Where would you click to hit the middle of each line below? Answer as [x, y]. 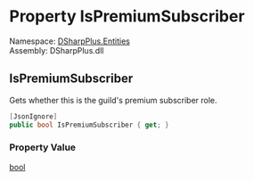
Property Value [43, 147]
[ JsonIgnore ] [33, 116]
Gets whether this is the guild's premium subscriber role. [113, 100]
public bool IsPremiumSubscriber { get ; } [89, 125]
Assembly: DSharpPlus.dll [57, 50]
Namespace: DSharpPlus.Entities [70, 41]
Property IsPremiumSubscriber [127, 16]
